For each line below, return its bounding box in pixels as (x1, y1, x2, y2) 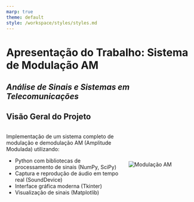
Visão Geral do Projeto (6, 112, 91, 122)
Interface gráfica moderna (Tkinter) (14, 182, 103, 189)
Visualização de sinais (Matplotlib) (14, 189, 100, 196)
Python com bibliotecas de (14, 157, 81, 164)
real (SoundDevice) (14, 176, 63, 183)
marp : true (6, 8, 33, 15)
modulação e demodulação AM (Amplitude (6, 139, 112, 146)
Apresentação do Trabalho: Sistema (6, 45, 189, 59)
